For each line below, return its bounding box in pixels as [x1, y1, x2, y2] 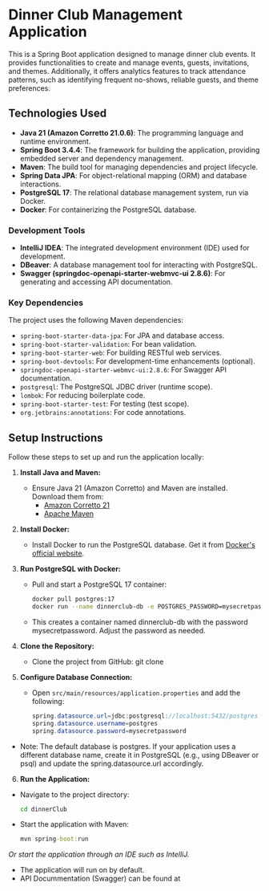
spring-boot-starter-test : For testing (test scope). [19, 399, 190, 409]
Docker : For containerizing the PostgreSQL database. [19, 205, 198, 214]
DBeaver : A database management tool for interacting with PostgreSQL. [19, 260, 258, 270]
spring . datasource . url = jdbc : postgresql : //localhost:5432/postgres [31, 712, 259, 720]
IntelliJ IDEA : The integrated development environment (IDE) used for [19, 243, 250, 253]
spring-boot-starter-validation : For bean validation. [19, 340, 198, 349]
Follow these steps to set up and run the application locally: [8, 452, 204, 462]
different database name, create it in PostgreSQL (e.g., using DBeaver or [19, 750, 259, 759]
